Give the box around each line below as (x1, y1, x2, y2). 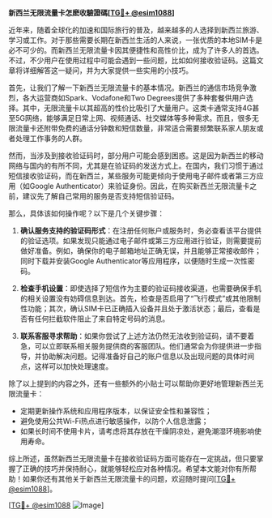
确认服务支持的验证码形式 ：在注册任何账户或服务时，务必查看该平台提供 (19, 226, 261, 235)
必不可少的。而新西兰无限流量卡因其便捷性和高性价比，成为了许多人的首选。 (8, 45, 264, 55)
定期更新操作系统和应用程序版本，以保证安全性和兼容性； (19, 406, 212, 416)
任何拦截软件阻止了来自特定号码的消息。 (34, 314, 170, 323)
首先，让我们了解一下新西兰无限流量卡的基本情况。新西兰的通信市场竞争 (8, 83, 249, 92)
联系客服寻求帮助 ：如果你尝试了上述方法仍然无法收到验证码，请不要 (19, 332, 248, 340)
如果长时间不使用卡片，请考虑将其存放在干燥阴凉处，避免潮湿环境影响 (19, 426, 255, 436)
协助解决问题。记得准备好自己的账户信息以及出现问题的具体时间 (41, 352, 255, 361)
